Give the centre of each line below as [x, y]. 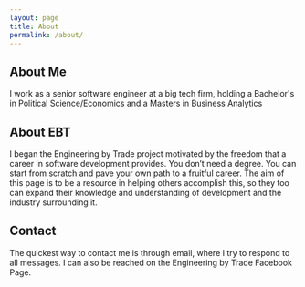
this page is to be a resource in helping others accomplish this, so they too [149, 183]
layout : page [34, 18]
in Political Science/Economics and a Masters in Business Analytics [136, 103]
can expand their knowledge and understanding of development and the [146, 193]
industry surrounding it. [53, 202]
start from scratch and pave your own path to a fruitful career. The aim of [147, 173]
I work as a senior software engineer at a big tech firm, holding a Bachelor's [152, 94]
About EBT [40, 132]
